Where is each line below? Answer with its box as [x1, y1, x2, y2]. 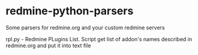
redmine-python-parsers [5, 4, 134, 18]
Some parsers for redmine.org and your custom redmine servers [5, 24, 166, 31]
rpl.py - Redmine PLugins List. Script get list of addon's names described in [5, 35, 193, 42]
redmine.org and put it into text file [5, 42, 91, 49]
